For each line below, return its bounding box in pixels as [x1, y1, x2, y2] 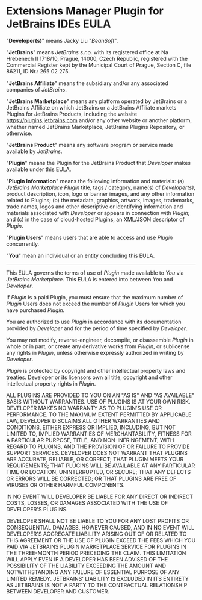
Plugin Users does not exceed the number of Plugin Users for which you [6, 300, 185, 307]
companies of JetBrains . [6, 86, 67, 93]
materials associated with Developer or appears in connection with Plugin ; [6, 209, 190, 216]
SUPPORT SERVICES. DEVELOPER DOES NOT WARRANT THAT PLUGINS [6, 449, 188, 456]
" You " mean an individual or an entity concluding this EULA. [6, 252, 155, 259]
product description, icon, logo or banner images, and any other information [6, 190, 194, 197]
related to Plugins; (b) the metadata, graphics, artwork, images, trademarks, [6, 196, 194, 204]
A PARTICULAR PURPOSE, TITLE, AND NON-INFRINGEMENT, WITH [6, 436, 174, 443]
